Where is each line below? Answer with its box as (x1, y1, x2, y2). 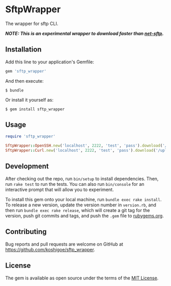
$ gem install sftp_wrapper (5, 106, 65, 112)
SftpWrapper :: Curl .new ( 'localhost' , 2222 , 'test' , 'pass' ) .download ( (5, 148, 156, 153)
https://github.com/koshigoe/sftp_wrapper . (5, 246, 95, 252)
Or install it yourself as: (5, 97, 53, 103)
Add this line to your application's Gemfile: (5, 59, 94, 65)
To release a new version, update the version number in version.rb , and (5, 202, 157, 208)
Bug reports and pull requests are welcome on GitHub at (5, 241, 124, 247)
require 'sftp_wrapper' (5, 134, 56, 139)
